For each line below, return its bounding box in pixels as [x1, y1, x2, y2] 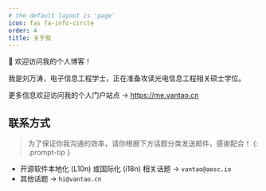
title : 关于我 [8, 33, 52, 42]
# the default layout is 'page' [8, 11, 115, 20]
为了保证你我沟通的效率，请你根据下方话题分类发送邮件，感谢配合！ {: [27, 138, 259, 148]
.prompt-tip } [27, 148, 70, 158]
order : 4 [8, 26, 37, 34]
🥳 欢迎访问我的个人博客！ [8, 57, 92, 66]
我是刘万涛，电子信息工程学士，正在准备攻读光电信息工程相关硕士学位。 [8, 73, 245, 84]
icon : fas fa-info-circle [8, 19, 94, 27]
